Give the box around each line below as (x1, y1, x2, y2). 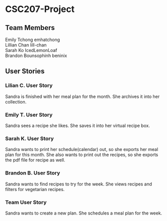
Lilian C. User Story (5, 82, 53, 89)
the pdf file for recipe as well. (5, 157, 66, 163)
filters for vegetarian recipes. (5, 186, 65, 192)
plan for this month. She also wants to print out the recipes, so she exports (5, 151, 159, 158)
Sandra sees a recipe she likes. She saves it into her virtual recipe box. (5, 122, 151, 128)
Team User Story (5, 198, 47, 205)
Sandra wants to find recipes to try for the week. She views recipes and (5, 181, 152, 187)
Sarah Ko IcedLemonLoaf (5, 47, 57, 53)
